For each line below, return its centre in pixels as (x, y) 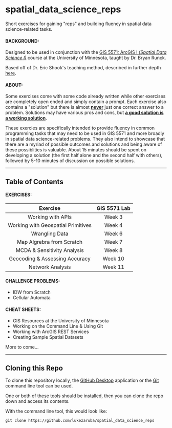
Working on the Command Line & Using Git (58, 326)
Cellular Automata (32, 298)
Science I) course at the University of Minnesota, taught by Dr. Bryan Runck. (86, 58)
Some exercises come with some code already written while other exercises (85, 96)
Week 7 (113, 242)
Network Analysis (50, 267)
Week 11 (113, 267)
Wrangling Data (50, 234)
